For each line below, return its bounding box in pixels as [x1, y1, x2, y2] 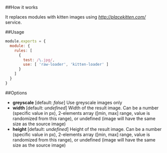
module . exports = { [5, 39, 46, 44]
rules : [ [14, 48, 33, 53]
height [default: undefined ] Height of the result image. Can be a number [12, 126, 162, 132]
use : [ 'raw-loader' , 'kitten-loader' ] [23, 62, 109, 67]
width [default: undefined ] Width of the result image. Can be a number [12, 105, 159, 111]
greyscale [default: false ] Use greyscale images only [12, 99, 122, 105]
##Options [5, 90, 28, 96]
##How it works [5, 5, 38, 10]
